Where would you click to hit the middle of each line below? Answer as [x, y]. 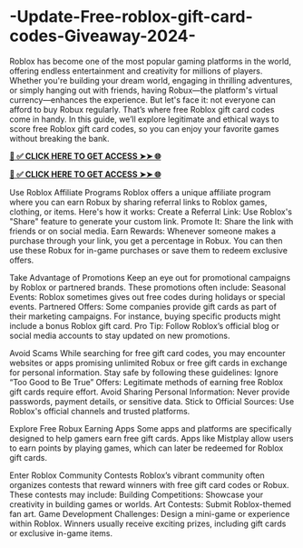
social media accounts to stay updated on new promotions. [120, 335]
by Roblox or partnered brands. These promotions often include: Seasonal [148, 287]
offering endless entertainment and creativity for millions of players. [136, 71]
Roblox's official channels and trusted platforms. [100, 411]
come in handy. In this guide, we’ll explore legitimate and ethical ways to [144, 119]
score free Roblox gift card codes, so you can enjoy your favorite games [144, 128]
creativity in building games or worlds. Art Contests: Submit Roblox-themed [151, 504]
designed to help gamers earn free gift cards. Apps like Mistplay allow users [151, 438]
